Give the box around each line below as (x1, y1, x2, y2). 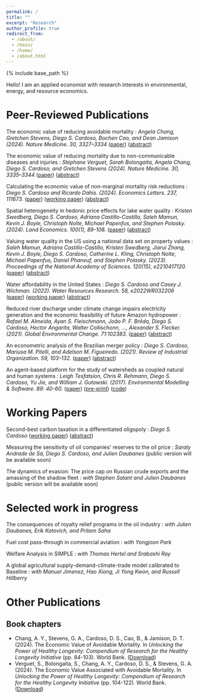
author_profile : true (6, 25, 60, 32)
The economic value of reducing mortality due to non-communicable (6, 152, 175, 159)
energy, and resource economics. (6, 87, 89, 94)
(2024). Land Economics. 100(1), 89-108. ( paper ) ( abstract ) (6, 226, 151, 233)
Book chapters (6, 619, 61, 629)
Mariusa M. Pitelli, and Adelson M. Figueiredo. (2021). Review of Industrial (6, 348, 188, 355)
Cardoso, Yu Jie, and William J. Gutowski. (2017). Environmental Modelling (6, 379, 189, 386)
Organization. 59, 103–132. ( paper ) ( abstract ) (6, 354, 117, 361)
